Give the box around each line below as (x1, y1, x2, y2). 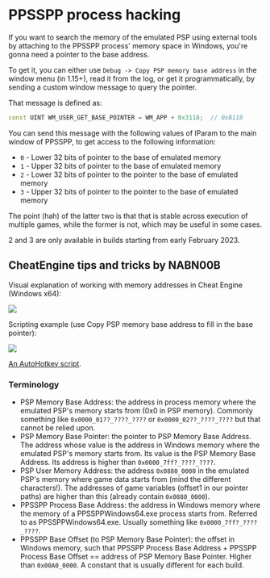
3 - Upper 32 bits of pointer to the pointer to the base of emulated (19, 186, 239, 196)
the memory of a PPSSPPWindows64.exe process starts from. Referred (19, 509, 258, 518)
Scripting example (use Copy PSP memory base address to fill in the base (8, 319, 254, 329)
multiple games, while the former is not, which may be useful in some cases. (8, 220, 263, 229)
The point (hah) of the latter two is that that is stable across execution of (8, 211, 248, 220)
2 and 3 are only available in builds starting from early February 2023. (8, 235, 240, 245)
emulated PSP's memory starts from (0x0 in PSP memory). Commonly (19, 405, 254, 415)
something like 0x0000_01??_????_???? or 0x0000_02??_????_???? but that (19, 414, 261, 424)
